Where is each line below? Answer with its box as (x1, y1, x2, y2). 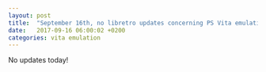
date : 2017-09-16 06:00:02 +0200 (8, 26, 126, 34)
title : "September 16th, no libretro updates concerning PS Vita (8, 19, 232, 27)
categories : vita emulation (8, 33, 101, 42)
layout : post (8, 11, 51, 20)
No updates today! (8, 55, 69, 65)
